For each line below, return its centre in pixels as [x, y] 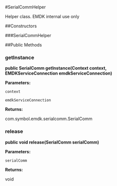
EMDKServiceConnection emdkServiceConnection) [58, 73]
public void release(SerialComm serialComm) [52, 142]
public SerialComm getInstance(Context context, [56, 68]
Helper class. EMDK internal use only [42, 16]
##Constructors [21, 26]
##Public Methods [24, 45]
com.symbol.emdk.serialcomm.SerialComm [49, 119]
